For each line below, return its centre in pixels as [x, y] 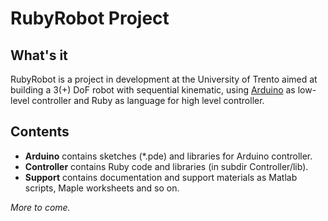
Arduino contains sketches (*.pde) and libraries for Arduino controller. [168, 156]
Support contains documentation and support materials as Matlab [161, 177]
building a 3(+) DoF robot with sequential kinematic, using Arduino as [153, 90]
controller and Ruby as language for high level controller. [148, 100]
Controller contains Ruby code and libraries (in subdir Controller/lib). [166, 166]
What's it [39, 55]
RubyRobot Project [90, 18]
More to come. [40, 207]
